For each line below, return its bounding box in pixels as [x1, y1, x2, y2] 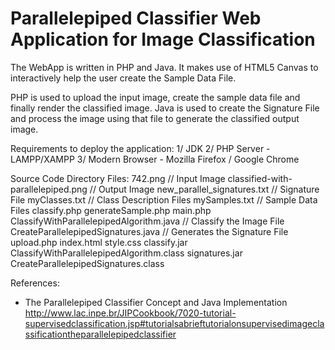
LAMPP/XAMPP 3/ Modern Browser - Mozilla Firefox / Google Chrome [10, 153, 300, 165]
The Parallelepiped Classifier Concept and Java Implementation [24, 296, 288, 308]
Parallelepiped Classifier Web [10, 7, 262, 30]
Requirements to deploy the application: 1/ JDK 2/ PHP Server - [10, 142, 271, 154]
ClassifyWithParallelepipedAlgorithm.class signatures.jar [10, 247, 243, 259]
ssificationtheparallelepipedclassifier [24, 328, 177, 340]
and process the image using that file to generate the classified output [10, 112, 300, 124]
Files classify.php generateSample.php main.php [10, 204, 212, 216]
